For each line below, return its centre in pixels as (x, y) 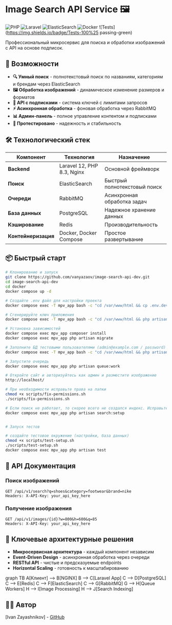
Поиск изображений (33, 481)
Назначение (134, 157)
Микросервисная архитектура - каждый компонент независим (83, 552)
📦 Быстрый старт (36, 258)
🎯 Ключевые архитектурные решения (70, 539)
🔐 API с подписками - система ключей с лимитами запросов (80, 102)
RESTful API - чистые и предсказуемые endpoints (67, 563)
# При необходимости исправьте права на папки (56, 390)
